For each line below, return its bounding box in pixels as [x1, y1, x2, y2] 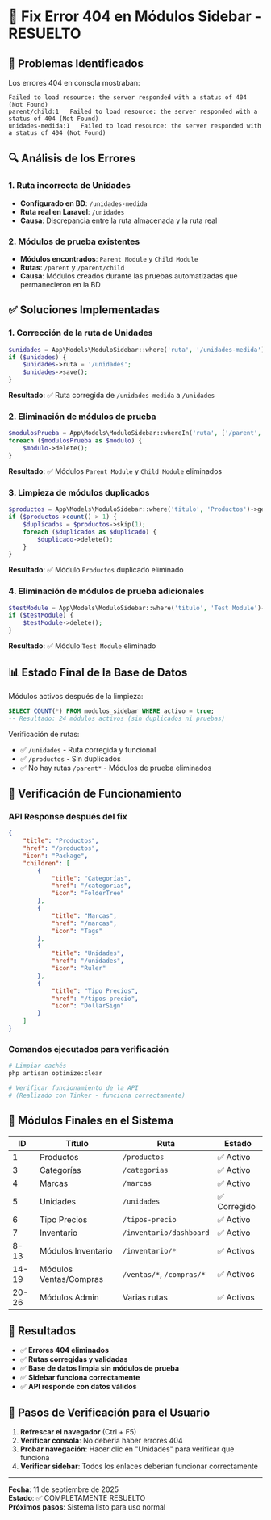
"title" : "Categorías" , [51, 874, 131, 882]
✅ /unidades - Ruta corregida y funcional [19, 744, 156, 754]
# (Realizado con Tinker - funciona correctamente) [8, 1091, 186, 1099]
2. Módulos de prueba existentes [8, 236, 140, 247]
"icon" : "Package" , [23, 852, 89, 860]
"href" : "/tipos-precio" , [51, 994, 139, 1003]
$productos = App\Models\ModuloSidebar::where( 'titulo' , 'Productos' [8, 505, 248, 513]
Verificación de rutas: [8, 729, 80, 739]
